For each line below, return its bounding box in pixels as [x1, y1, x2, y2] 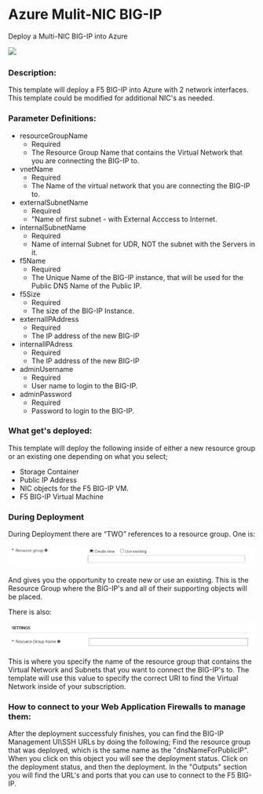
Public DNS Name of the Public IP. [31, 281, 142, 290]
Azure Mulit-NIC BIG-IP [8, 5, 163, 24]
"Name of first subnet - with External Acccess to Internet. [31, 214, 217, 224]
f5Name [19, 256, 46, 265]
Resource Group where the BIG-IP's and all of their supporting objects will [8, 584, 247, 593]
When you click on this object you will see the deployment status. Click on [8, 754, 248, 763]
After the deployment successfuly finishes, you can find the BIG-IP [8, 729, 225, 738]
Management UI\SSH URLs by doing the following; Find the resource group [8, 738, 251, 747]
